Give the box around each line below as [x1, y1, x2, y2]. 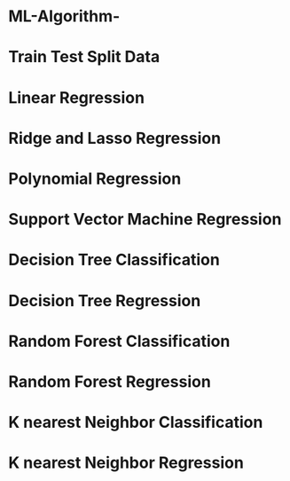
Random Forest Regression [8, 371, 212, 391]
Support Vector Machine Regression [8, 209, 282, 230]
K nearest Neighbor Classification [8, 413, 263, 432]
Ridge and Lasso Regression [8, 128, 222, 148]
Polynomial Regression [8, 169, 182, 188]
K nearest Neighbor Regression [8, 453, 245, 473]
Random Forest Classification [8, 331, 231, 351]
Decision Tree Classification [8, 250, 221, 270]
